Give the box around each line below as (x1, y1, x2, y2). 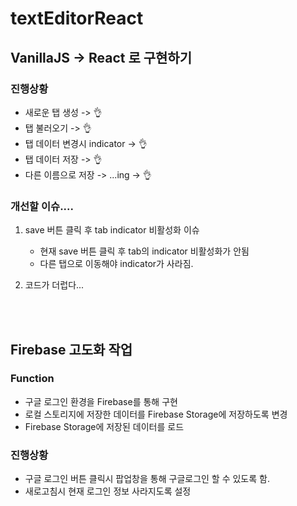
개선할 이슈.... (10, 199, 74, 213)
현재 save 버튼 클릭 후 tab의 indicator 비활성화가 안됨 (39, 245, 250, 257)
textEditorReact (10, 7, 144, 30)
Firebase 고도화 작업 (10, 341, 133, 358)
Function (10, 372, 55, 386)
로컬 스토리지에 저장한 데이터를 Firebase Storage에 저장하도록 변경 (24, 408, 288, 420)
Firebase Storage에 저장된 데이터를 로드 (24, 420, 185, 432)
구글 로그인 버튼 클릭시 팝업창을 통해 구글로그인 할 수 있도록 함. (24, 473, 270, 485)
